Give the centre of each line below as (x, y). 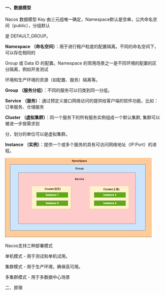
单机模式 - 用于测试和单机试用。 (38, 256)
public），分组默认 (32, 26)
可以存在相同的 (20, 53)
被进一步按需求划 (22, 124)
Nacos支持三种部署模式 (29, 246)
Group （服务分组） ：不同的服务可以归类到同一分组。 (59, 90)
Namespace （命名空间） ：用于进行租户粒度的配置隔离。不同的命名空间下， (82, 46)
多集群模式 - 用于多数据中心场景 (38, 277)
